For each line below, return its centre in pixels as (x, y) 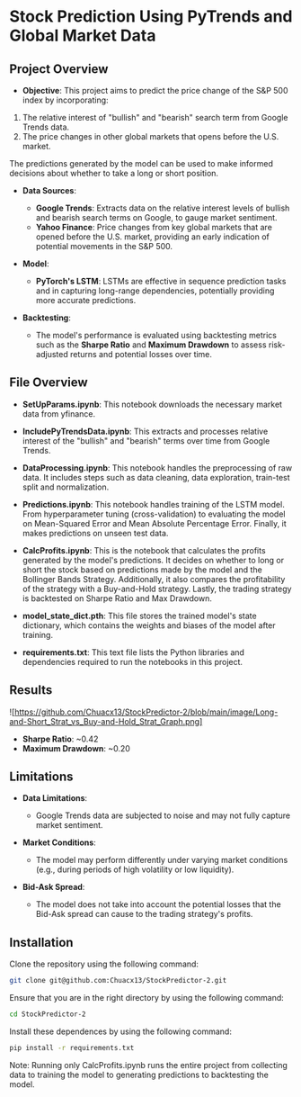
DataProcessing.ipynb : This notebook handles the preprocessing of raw (157, 468)
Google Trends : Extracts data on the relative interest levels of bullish (163, 208)
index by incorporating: (66, 100)
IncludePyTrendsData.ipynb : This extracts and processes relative (145, 431)
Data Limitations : (55, 798)
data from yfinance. (59, 414)
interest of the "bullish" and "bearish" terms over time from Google (146, 441)
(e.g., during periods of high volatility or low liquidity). (135, 869)
